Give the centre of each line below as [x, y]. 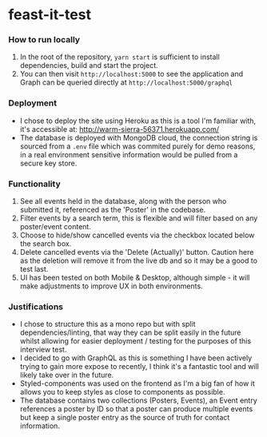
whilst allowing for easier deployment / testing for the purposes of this [135, 341]
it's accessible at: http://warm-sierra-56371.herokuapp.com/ [120, 129]
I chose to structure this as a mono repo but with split [108, 324]
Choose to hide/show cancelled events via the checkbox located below [137, 235]
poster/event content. [56, 227]
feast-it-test [50, 15]
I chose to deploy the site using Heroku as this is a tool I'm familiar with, [138, 121]
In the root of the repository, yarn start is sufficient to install [120, 57]
